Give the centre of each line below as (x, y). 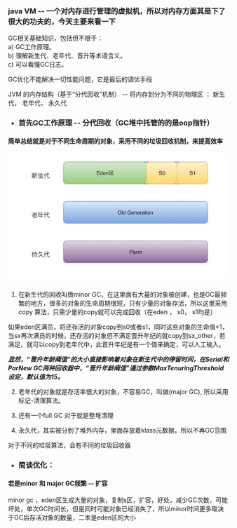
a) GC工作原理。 (32, 47)
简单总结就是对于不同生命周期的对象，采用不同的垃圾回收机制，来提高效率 (115, 141)
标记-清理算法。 (41, 400)
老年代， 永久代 (44, 103)
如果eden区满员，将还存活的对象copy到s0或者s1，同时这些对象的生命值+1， (118, 327)
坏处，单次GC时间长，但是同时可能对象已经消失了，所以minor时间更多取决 (116, 509)
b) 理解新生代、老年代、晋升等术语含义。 (67, 56)
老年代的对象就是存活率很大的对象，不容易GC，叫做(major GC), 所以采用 (123, 392)
